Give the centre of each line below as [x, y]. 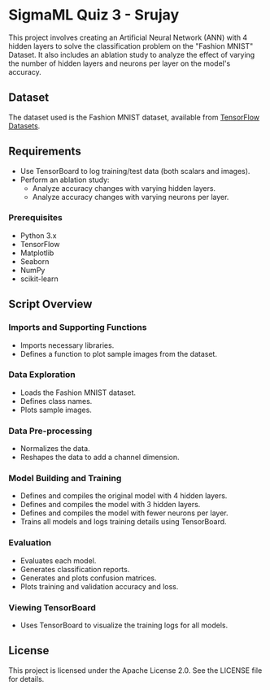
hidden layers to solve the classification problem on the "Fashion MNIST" [131, 46]
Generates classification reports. [75, 569]
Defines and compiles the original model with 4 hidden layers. [124, 496]
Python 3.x [38, 235]
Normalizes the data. [55, 449]
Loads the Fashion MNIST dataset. [78, 393]
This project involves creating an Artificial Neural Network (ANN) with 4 [128, 37]
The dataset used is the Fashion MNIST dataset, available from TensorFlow [134, 117]
